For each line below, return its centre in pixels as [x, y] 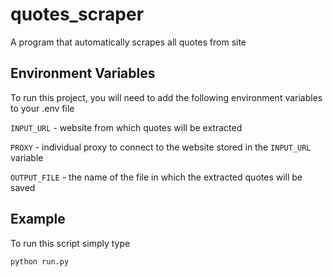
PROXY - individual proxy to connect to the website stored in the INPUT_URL [161, 147]
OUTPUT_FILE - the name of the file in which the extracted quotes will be [156, 177]
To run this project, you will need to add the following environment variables [166, 97]
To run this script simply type [70, 243]
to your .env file [42, 108]
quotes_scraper [77, 14]
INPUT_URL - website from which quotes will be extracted [126, 127]
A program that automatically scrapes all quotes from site [128, 42]
